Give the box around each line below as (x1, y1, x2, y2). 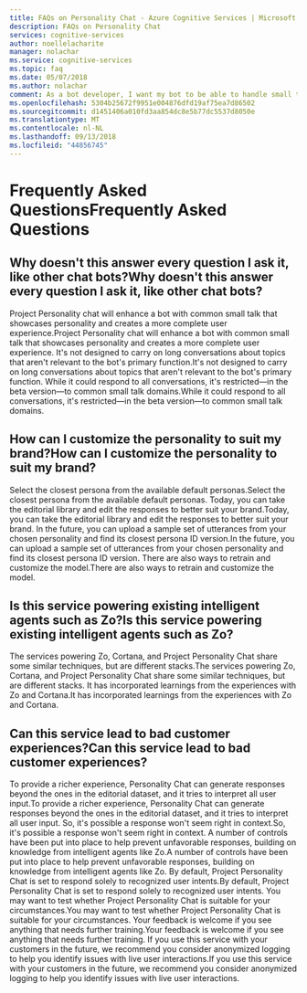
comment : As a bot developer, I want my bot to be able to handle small (9, 90, 292, 99)
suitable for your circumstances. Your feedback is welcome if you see (9, 914, 272, 925)
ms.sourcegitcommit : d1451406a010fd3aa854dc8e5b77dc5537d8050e (9, 107, 256, 116)
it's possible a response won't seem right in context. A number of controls (9, 828, 288, 839)
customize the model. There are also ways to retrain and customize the (9, 562, 274, 573)
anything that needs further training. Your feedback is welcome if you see (9, 924, 284, 935)
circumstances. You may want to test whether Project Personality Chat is (9, 905, 281, 916)
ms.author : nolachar (9, 81, 89, 90)
